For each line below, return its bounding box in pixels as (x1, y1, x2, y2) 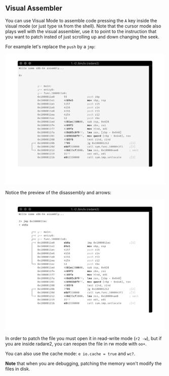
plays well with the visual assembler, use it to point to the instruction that (5, 28, 157, 35)
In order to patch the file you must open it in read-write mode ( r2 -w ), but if (5, 335, 162, 341)
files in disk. (5, 365, 30, 372)
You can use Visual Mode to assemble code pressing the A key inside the (5, 17, 157, 23)
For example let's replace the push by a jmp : (5, 43, 96, 50)
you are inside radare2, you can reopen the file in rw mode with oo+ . (5, 340, 147, 347)
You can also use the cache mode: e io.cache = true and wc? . (5, 350, 136, 357)
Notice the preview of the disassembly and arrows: (5, 189, 111, 195)
